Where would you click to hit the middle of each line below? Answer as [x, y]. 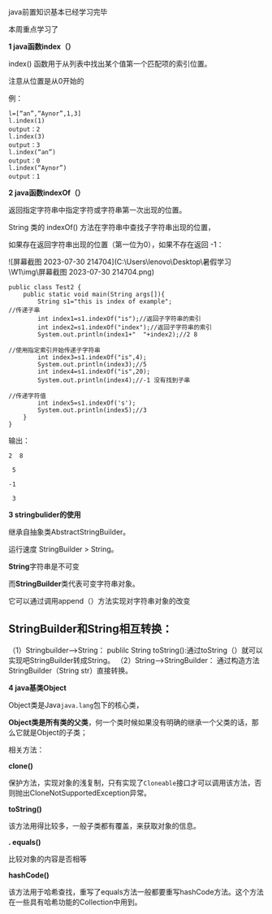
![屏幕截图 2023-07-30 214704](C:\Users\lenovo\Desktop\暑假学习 [120, 262]
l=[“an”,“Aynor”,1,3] [45, 114]
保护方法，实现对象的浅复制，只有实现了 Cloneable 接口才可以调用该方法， [132, 782]
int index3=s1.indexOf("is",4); [93, 357]
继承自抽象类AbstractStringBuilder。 [69, 532]
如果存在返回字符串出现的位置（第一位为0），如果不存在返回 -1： [116, 245]
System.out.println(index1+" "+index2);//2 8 [118, 335]
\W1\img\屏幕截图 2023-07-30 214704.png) [82, 272]
